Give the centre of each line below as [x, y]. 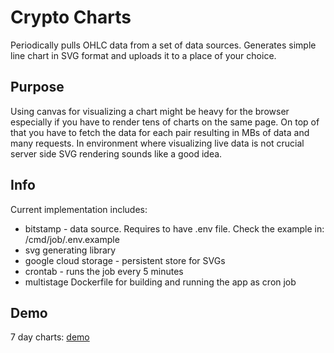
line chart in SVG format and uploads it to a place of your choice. [143, 55]
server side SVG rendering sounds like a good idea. [116, 153]
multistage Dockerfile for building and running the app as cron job [160, 282]
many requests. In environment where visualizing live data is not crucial [157, 143]
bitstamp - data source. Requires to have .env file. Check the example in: [174, 228]
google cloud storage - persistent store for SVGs [125, 260]
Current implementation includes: [79, 209]
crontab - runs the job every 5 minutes [104, 271]
